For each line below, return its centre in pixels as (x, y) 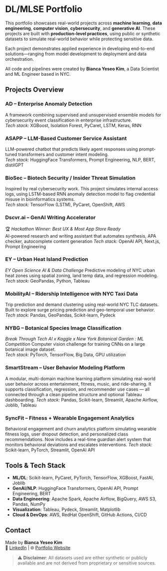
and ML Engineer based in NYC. (38, 74)
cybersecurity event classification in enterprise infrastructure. (69, 120)
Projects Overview (34, 90)
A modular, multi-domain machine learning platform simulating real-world (80, 378)
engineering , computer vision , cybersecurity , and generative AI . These (80, 28)
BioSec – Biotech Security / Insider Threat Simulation (71, 178)
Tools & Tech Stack (35, 466)
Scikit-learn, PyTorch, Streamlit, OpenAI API (50, 450)
